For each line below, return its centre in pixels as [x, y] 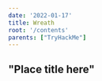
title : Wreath [32, 23]
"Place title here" [51, 69]
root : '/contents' [38, 30]
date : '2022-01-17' [40, 15]
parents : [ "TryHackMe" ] [47, 37]
